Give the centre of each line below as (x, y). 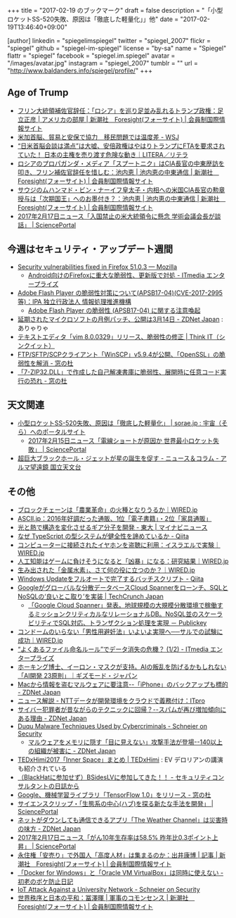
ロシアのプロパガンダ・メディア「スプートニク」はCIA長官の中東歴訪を (121, 163)
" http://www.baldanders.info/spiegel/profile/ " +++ (80, 70)
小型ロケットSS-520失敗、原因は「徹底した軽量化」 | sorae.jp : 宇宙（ (119, 423)
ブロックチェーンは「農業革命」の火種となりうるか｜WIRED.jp (107, 510)
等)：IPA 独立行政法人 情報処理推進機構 (74, 301)
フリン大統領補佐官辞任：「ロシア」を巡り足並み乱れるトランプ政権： (117, 111)
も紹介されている (42, 769)
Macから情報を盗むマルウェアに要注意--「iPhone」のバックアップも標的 (123, 684)
